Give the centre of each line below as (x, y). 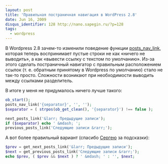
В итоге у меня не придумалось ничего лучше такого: (64, 90)
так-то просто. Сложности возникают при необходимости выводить (79, 75)
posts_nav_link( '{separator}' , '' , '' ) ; (49, 104)
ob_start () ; (18, 100)
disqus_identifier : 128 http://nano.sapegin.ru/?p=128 (64, 24)
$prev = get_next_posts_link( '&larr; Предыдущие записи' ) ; (69, 147)
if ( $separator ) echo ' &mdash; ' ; (43, 123)
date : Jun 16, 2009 (26, 19)
